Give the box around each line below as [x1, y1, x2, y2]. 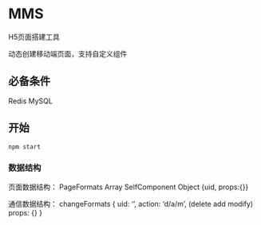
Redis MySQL [8, 96, 53, 106]
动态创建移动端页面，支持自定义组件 [8, 48, 128, 58]
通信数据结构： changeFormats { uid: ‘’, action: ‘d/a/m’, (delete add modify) [8, 199, 254, 208]
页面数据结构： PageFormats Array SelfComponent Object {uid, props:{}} [8, 182, 249, 192]
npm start [8, 142, 42, 151]
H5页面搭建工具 [8, 32, 60, 41]
